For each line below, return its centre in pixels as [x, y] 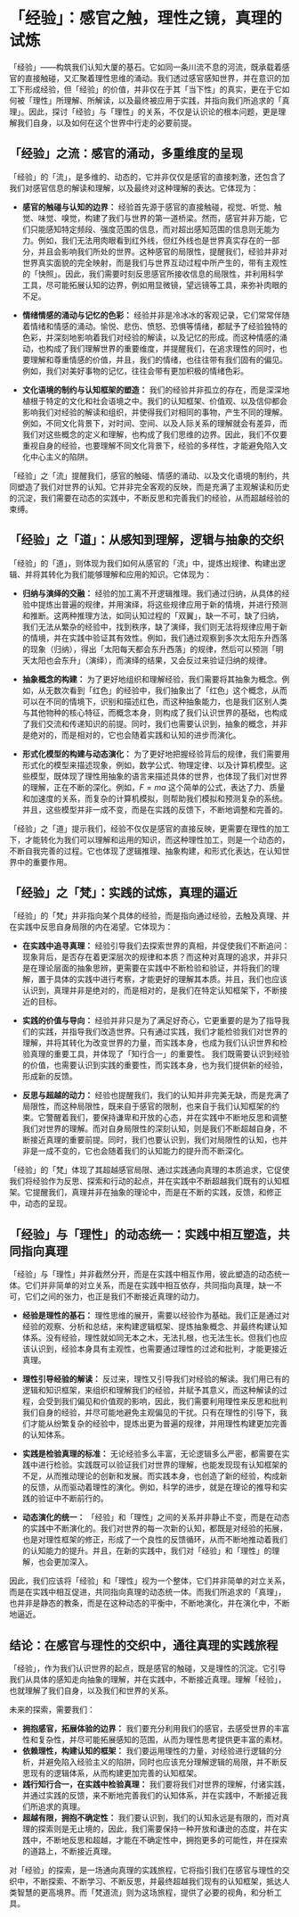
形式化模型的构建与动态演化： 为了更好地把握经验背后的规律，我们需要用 [156, 754]
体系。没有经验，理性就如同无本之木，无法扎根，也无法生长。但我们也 [151, 1338]
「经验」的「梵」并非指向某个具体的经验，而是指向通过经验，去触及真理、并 [149, 916]
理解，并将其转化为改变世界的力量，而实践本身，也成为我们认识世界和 [151, 1043]
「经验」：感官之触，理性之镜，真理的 [146, 18]
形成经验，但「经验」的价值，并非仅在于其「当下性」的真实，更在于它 [153, 89]
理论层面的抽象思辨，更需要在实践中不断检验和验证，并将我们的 [155, 968]
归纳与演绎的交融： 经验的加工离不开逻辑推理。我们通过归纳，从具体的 [152, 593]
